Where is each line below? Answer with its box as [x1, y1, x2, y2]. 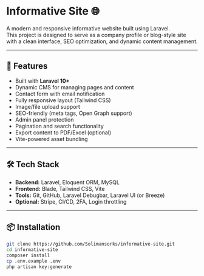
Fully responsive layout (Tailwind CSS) [15, 96, 111, 104]
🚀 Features [6, 61, 48, 71]
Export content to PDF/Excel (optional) [15, 129, 112, 136]
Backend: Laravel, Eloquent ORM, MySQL [15, 178, 120, 186]
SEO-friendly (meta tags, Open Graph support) [15, 109, 132, 117]
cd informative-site [6, 247, 59, 253]
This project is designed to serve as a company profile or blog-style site [6, 31, 186, 38]
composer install [6, 252, 50, 259]
